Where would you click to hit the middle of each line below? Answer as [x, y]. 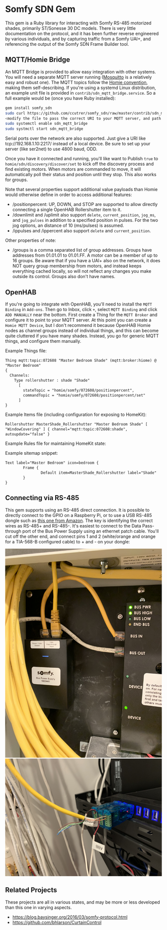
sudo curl [15, 113]
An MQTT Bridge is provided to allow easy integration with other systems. [81, 72]
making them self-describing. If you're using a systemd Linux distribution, [81, 88]
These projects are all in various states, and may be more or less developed [83, 902]
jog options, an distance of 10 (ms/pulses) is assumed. [68, 225]
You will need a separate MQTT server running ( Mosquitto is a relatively [79, 77]
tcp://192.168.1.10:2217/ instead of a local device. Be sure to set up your [78, 144]
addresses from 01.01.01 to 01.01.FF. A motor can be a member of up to [85, 255]
